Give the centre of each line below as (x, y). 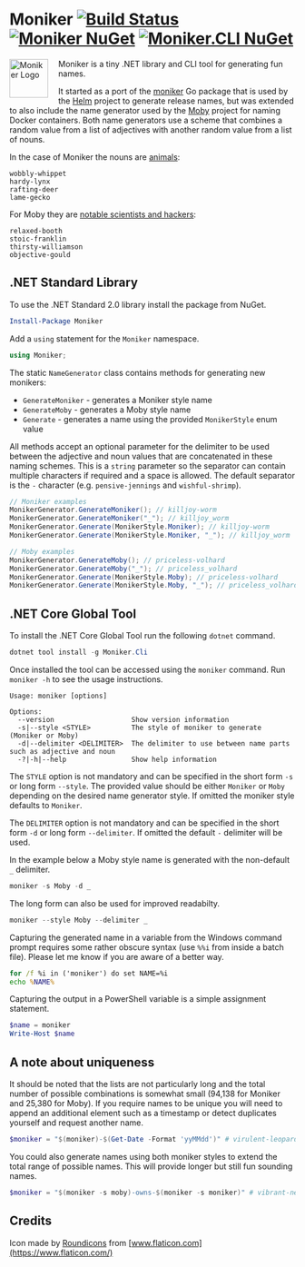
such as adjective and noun (63, 751)
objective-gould (40, 254)
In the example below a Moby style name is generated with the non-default (150, 859)
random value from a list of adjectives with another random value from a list (151, 129)
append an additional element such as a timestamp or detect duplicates (143, 1113)
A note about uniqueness (82, 1062)
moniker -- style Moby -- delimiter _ (79, 920)
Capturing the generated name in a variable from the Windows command (146, 937)
